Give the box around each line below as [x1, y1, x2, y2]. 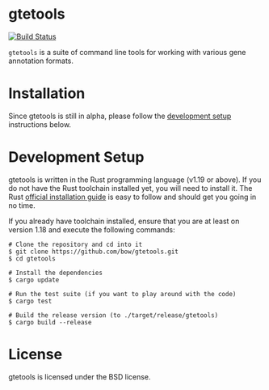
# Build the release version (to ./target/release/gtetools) [8, 311, 219, 320]
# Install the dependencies [8, 269, 103, 277]
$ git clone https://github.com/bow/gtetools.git [8, 248, 179, 256]
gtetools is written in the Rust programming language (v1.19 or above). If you [8, 175, 262, 184]
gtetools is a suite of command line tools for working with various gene [8, 47, 246, 57]
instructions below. [8, 119, 71, 129]
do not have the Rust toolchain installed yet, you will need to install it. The [8, 183, 253, 193]
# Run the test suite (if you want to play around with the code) [8, 290, 237, 298]
